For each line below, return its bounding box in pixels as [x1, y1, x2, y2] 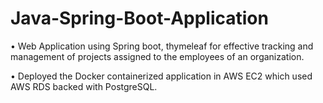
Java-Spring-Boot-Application [10, 7, 269, 30]
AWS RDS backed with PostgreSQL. [10, 80, 158, 92]
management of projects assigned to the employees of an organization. [10, 50, 305, 62]
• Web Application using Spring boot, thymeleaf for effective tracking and [10, 40, 314, 52]
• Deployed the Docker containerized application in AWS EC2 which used [10, 70, 313, 82]
